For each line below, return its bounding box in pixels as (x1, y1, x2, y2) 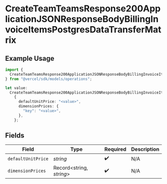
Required (104, 146, 127, 153)
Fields (5, 132, 25, 140)
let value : (5, 85, 28, 91)
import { (5, 67, 23, 72)
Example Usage (5, 54, 55, 62)
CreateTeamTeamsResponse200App (5, 3, 161, 14)
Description (131, 146, 160, 153)
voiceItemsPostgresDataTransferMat (5, 24, 162, 35)
